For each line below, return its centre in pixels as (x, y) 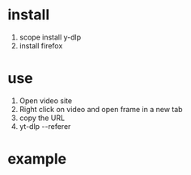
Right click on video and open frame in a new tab (101, 109)
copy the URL (42, 118)
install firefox (41, 45)
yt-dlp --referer (45, 126)
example (37, 159)
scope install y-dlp (50, 37)
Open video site (46, 100)
